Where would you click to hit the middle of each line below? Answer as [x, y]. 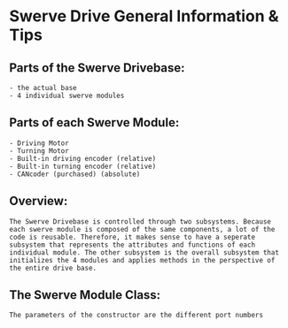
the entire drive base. [53, 268]
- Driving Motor [39, 143]
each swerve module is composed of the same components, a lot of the [142, 229]
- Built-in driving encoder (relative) [83, 158]
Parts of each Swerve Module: [94, 122]
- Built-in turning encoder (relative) [83, 166]
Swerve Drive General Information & [144, 16]
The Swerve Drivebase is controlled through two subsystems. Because [140, 221]
